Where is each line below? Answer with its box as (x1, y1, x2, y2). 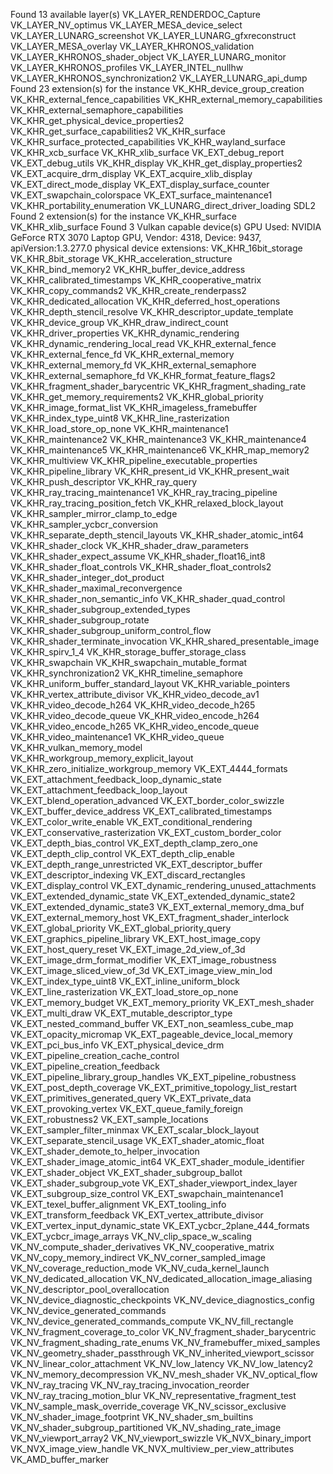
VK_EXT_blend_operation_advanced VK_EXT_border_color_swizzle (10, 795, 285, 806)
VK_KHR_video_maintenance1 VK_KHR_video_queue (10, 731, 225, 743)
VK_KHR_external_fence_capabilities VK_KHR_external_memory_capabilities (10, 94, 323, 105)
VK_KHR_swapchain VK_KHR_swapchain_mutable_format (10, 657, 248, 668)
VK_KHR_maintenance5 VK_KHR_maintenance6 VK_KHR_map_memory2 (10, 444, 310, 456)
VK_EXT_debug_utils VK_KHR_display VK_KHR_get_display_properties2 (10, 157, 303, 169)
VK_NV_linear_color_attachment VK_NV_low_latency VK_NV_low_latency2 (10, 1358, 314, 1369)
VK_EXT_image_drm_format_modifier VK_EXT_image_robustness (10, 954, 277, 966)
